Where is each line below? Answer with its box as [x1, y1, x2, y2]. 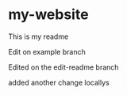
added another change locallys [8, 78, 110, 87]
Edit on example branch [8, 47, 86, 56]
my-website [8, 6, 89, 24]
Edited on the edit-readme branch [8, 62, 119, 72]
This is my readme [8, 32, 69, 41]
